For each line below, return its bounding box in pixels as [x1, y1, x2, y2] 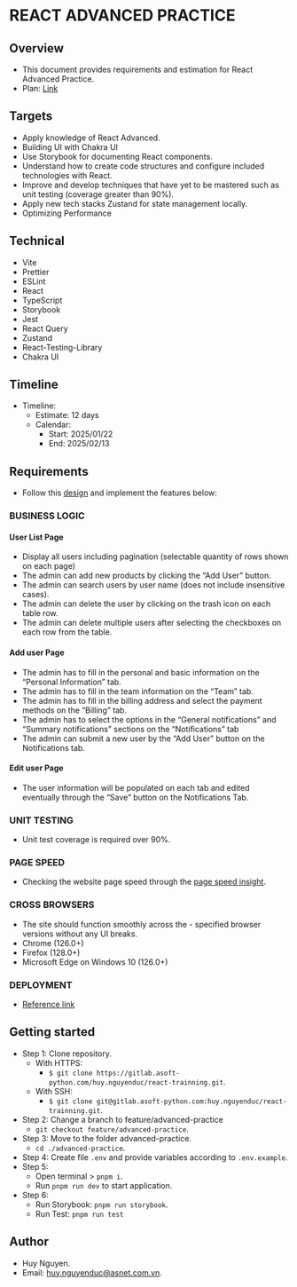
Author [9, 1235, 49, 1250]
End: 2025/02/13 [48, 438, 110, 449]
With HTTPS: [35, 1057, 83, 1068]
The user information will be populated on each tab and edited [21, 782, 250, 793]
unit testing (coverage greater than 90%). [21, 188, 175, 200]
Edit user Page [9, 762, 64, 773]
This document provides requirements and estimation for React [21, 64, 254, 75]
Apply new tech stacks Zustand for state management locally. [21, 198, 248, 209]
